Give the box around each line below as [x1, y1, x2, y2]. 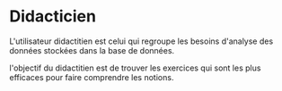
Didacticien [9, 6, 97, 27]
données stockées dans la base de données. [9, 45, 175, 55]
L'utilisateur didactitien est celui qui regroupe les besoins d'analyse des [9, 36, 274, 46]
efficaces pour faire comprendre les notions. [9, 71, 174, 82]
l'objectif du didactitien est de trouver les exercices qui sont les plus [9, 62, 261, 73]
